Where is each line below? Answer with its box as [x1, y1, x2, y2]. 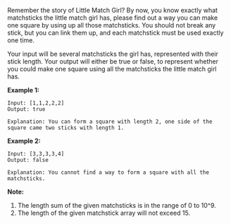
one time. [7, 36, 35, 45]
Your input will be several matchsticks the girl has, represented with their [7, 49, 218, 58]
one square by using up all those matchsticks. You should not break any [7, 21, 216, 29]
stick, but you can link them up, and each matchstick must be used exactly [7, 28, 224, 37]
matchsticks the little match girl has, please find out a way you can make [7, 13, 218, 22]
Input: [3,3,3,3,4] [7, 151, 65, 158]
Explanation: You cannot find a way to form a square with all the [7, 169, 210, 176]
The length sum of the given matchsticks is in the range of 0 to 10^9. [17, 201, 216, 209]
